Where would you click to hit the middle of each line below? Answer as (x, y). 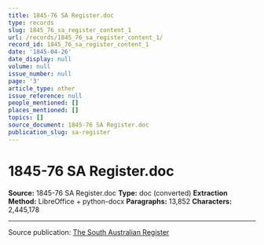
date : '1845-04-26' (40, 52)
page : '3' (24, 81)
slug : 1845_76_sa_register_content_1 (70, 30)
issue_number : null (40, 74)
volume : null (29, 67)
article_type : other (42, 88)
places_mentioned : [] (44, 111)
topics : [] (26, 118)
